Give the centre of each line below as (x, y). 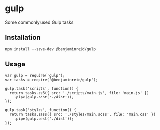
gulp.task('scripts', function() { (42, 88)
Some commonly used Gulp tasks (39, 22)
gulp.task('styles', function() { (41, 110)
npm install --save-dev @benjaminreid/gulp (51, 49)
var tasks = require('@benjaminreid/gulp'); (52, 80)
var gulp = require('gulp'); (35, 75)
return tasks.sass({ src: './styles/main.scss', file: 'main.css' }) (82, 114)
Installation (23, 38)
